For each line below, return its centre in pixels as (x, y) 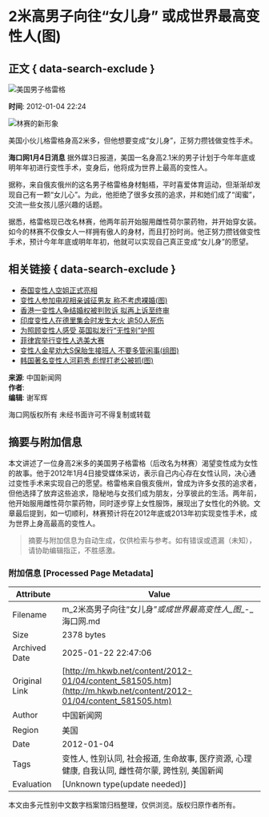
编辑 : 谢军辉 (28, 397)
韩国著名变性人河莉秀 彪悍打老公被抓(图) (86, 360)
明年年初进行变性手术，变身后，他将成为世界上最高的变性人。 (110, 168)
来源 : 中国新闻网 (35, 377)
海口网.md (81, 621)
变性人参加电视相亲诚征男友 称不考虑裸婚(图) (94, 300)
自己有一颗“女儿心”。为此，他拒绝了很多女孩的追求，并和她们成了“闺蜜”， (137, 194)
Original (27, 681)
